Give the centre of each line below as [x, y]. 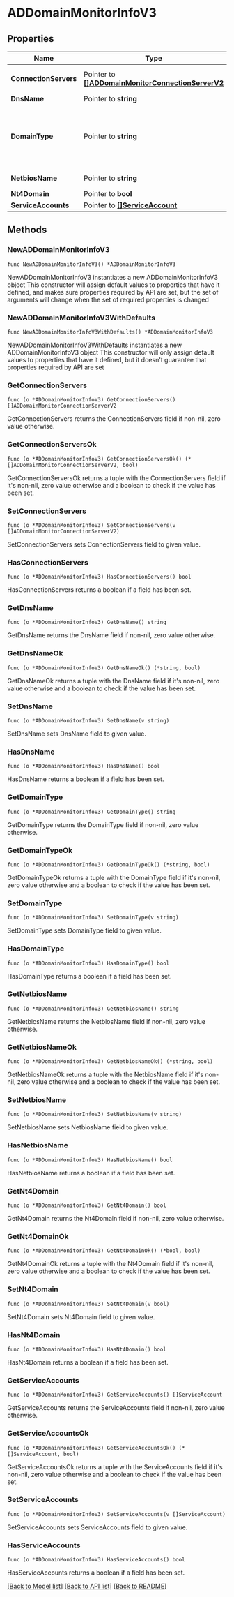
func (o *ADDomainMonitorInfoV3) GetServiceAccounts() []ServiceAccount [115, 1395]
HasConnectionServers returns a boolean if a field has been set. [99, 590]
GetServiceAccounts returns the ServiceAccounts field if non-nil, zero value [116, 1408]
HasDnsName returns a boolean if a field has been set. [86, 779]
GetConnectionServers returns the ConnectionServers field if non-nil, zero [114, 419]
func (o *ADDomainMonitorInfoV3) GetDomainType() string [92, 812]
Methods [27, 230]
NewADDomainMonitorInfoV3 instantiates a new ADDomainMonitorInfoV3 [112, 277]
